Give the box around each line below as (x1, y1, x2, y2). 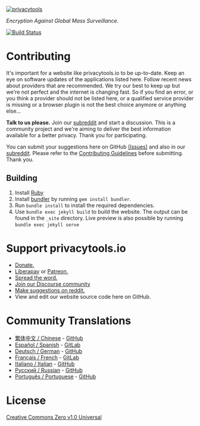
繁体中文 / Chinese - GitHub (14, 334, 83, 341)
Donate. (14, 261, 35, 268)
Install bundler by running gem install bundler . (14, 195, 132, 202)
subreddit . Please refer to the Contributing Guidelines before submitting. (6, 149, 183, 156)
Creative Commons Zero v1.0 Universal (6, 413, 102, 421)
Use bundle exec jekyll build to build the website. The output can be (14, 208, 188, 215)
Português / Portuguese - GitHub (14, 373, 96, 380)
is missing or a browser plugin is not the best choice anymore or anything (6, 101, 186, 108)
